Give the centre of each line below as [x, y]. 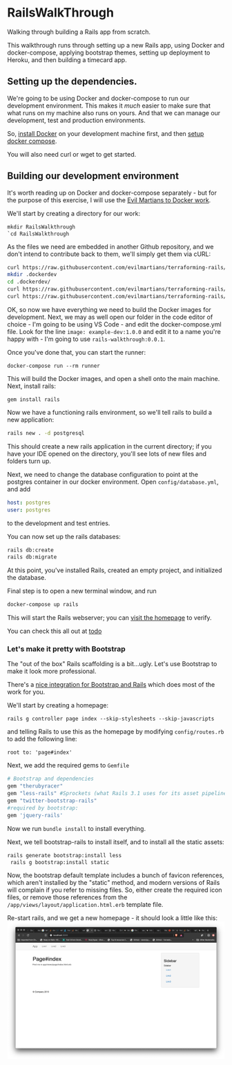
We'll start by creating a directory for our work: [74, 213]
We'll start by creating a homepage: [58, 705]
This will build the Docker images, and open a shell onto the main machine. [114, 378]
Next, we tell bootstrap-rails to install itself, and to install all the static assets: [116, 842]
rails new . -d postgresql [46, 433]
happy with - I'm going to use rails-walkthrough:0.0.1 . [86, 339]
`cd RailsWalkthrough [38, 234]
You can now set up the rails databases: [64, 536]
